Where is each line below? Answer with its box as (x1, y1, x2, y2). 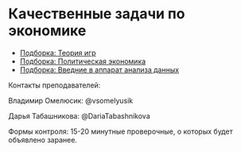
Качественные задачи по (8, 5, 185, 23)
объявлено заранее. (8, 134, 78, 144)
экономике (8, 21, 87, 40)
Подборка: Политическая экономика (19, 57, 146, 66)
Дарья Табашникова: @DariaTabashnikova (8, 111, 151, 120)
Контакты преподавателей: (8, 80, 101, 90)
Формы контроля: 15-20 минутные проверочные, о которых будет (8, 127, 233, 136)
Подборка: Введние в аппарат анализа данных (19, 64, 180, 74)
